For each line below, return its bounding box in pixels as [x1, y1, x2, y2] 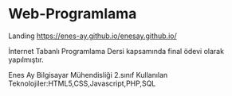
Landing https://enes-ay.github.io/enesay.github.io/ [8, 31, 177, 40]
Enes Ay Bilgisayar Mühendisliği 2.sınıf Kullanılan [8, 70, 168, 79]
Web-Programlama [8, 5, 137, 23]
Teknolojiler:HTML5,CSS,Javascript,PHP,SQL [8, 79, 156, 88]
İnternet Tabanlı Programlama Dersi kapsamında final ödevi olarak [8, 46, 225, 56]
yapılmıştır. [8, 55, 44, 64]
